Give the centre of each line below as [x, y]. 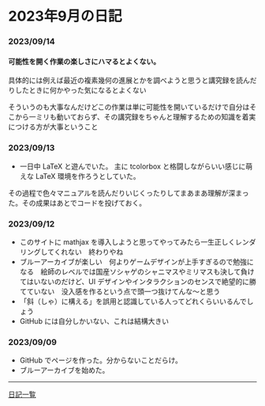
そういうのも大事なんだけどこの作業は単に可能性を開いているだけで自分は [129, 107]
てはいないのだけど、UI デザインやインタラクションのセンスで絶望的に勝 [138, 281]
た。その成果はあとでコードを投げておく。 [77, 203]
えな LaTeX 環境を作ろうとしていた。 [80, 176]
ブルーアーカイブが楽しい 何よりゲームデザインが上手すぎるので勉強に [136, 261]
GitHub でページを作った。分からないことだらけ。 [101, 360]
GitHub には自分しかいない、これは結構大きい [94, 321]
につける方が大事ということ [53, 127]
